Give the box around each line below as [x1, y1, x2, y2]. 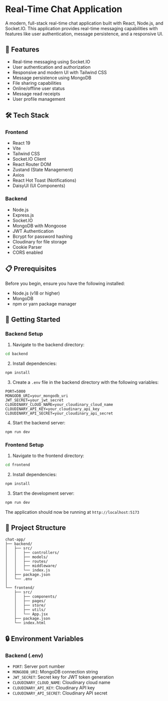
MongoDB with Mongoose [12, 222, 67, 229]
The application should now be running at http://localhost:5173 [5, 509, 139, 515]
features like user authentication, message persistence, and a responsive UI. [5, 31, 163, 37]
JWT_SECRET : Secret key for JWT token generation [12, 674, 114, 680]
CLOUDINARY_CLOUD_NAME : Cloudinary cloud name [12, 679, 110, 685]
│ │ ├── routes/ [5, 558, 49, 564]
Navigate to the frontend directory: [12, 453, 84, 459]
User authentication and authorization [12, 64, 91, 70]
